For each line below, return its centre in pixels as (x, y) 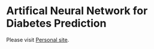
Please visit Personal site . (38, 40)
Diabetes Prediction (56, 23)
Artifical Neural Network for (77, 11)
